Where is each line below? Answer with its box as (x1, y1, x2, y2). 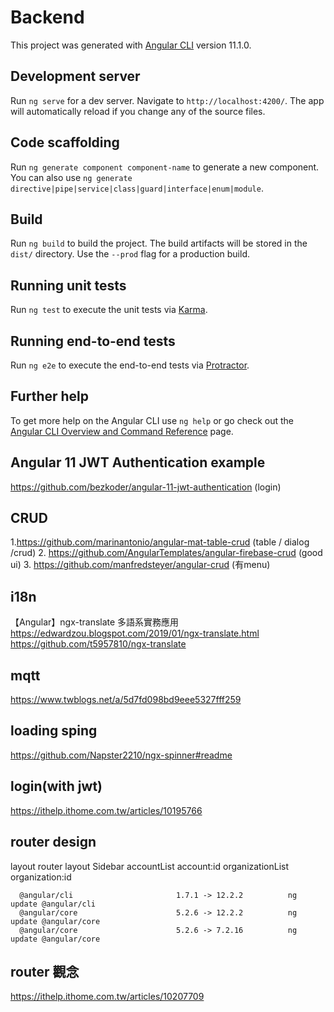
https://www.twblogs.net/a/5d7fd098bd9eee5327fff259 (10, 694, 242, 706)
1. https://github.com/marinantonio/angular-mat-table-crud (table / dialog (10, 536, 310, 548)
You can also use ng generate (10, 171, 133, 183)
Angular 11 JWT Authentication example (10, 454, 266, 471)
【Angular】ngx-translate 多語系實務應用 (10, 616, 180, 628)
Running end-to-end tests (10, 332, 176, 350)
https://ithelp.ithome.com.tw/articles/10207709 (10, 991, 205, 1003)
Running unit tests (10, 277, 127, 294)
